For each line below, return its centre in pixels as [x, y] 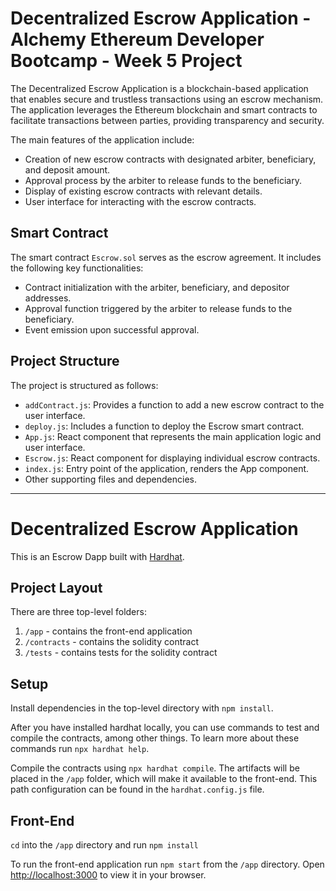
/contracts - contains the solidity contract [111, 642]
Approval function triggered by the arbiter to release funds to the [158, 308]
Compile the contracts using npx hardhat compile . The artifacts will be [155, 768]
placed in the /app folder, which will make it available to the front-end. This [164, 779]
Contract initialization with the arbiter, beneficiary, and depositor [157, 287]
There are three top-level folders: [78, 612]
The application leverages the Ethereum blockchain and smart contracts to [164, 109]
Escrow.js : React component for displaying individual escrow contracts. [172, 458]
